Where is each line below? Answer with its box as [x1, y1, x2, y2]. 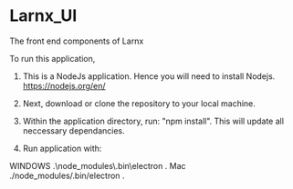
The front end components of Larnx [9, 35, 144, 46]
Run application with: [22, 143, 102, 154]
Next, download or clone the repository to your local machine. [22, 97, 256, 109]
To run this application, [9, 53, 96, 64]
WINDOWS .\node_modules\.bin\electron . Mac [9, 160, 186, 171]
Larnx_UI [9, 5, 78, 26]
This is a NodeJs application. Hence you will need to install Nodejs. [22, 70, 276, 82]
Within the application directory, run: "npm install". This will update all [22, 115, 285, 126]
